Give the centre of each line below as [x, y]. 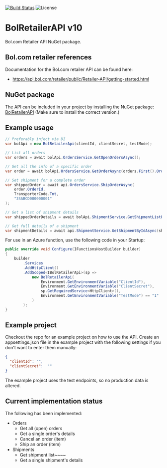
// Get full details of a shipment [42, 226]
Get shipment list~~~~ [43, 455]
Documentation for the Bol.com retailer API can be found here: [69, 69]
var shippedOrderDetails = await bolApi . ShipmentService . [66, 217]
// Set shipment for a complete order [45, 180]
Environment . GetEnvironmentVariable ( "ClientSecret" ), [97, 286]
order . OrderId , [30, 190]
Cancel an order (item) [43, 439]
